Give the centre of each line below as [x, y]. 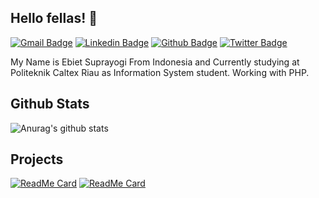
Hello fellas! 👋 [54, 18]
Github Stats [50, 104]
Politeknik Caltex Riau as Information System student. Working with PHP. [160, 72]
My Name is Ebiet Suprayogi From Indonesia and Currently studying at [155, 62]
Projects [37, 159]
